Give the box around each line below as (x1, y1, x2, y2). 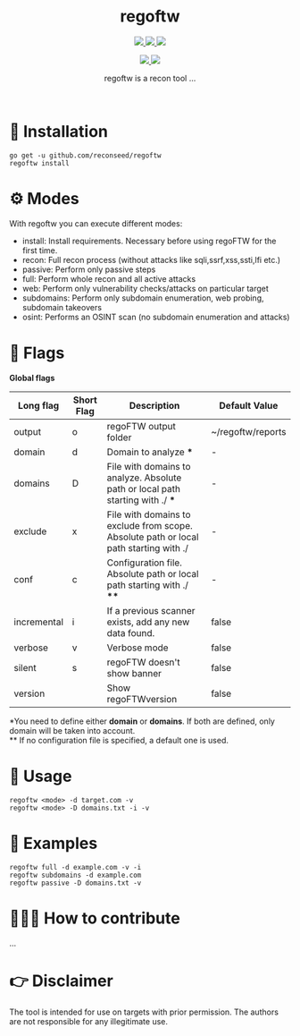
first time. (21, 244, 58, 256)
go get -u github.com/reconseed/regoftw (9, 150, 162, 160)
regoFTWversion (106, 692, 178, 705)
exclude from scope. (106, 519, 194, 531)
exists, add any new (106, 616, 190, 628)
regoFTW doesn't (106, 656, 180, 668)
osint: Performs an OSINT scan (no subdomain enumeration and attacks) (21, 311, 290, 322)
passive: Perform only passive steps (21, 264, 156, 275)
